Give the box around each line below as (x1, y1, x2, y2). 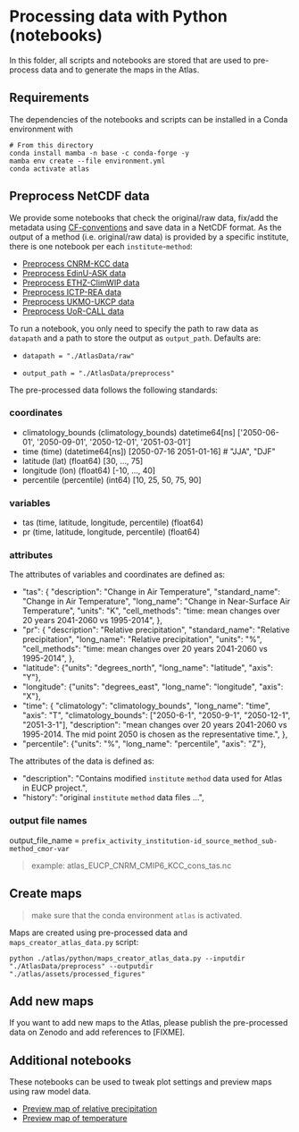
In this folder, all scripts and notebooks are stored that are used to (9, 55, 252, 65)
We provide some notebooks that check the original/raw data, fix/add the (9, 212, 278, 223)
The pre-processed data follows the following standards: (9, 384, 219, 395)
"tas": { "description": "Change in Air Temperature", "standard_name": (21, 587, 281, 597)
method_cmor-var (9, 844, 70, 853)
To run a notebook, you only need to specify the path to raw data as (9, 323, 259, 334)
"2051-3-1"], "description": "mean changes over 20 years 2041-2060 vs (21, 720, 287, 731)
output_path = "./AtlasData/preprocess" (21, 368, 175, 377)
